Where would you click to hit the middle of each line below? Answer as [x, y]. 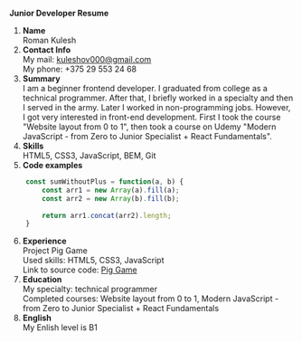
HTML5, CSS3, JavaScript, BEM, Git [89, 156]
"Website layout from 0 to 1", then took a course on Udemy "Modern [149, 127]
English [37, 318]
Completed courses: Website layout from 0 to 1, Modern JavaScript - [150, 299]
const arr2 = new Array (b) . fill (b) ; [111, 198]
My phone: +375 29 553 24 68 [80, 69]
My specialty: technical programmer [90, 290]
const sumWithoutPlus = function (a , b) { [104, 182]
